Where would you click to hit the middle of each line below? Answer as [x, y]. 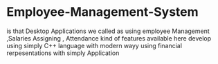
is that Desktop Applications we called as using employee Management [108, 31]
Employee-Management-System [102, 12]
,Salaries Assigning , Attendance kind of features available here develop [109, 38]
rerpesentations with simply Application [63, 53]
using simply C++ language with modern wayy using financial [94, 45]
